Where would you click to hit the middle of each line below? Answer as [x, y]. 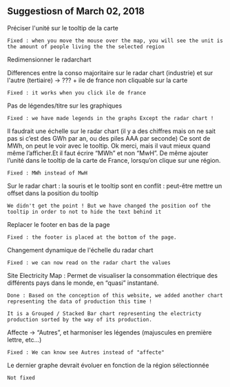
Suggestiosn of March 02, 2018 [76, 11]
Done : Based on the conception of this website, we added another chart [115, 295]
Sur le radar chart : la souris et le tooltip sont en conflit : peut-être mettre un [115, 186]
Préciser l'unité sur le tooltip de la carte [63, 28]
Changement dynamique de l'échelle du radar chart [80, 250]
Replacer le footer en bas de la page [59, 224]
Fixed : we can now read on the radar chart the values [89, 262]
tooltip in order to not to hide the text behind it [84, 212]
